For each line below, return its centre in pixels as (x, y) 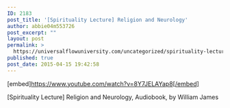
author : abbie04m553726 (41, 26)
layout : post (26, 39)
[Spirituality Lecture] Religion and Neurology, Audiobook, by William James (113, 97)
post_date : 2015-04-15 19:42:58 (53, 64)
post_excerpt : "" (32, 32)
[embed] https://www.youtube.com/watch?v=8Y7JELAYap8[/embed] (103, 83)
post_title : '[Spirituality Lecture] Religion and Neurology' (98, 20)
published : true (30, 58)
